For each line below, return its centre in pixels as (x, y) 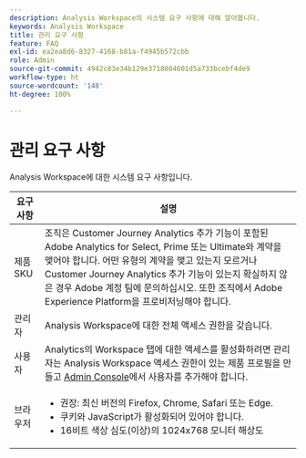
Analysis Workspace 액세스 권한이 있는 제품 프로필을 (172, 363)
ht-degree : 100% (40, 94)
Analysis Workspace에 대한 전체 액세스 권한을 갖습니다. (158, 326)
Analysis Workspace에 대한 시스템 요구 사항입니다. (101, 177)
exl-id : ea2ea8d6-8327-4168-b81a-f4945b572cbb (99, 52)
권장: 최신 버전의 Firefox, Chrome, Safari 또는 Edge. (166, 403)
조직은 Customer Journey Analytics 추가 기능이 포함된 (156, 234)
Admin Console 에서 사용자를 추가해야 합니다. (156, 377)
